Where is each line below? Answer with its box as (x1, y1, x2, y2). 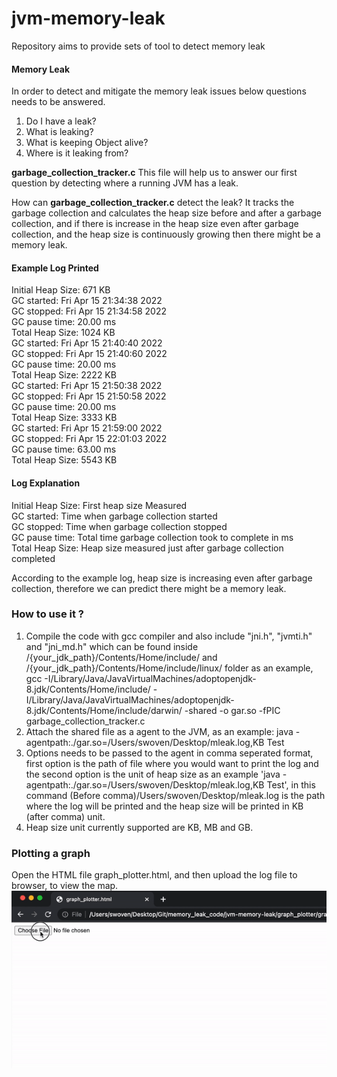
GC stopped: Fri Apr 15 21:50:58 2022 (11, 390, 167, 402)
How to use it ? (11, 607, 84, 621)
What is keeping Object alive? (25, 137, 149, 149)
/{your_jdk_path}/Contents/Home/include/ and (25, 651, 218, 663)
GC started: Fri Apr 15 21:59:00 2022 (11, 422, 163, 434)
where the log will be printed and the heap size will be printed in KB (25, 800, 304, 812)
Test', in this (266, 778, 316, 791)
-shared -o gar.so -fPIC (184, 704, 281, 716)
